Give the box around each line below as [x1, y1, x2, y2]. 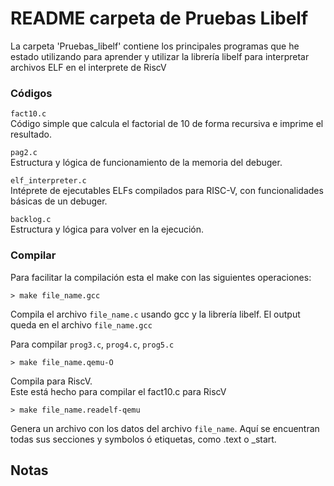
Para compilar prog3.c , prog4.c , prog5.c [10, 338, 175, 350]
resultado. [10, 128, 52, 141]
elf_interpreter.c [10, 176, 87, 186]
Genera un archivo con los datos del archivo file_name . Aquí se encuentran [10, 422, 320, 434]
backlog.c [10, 215, 52, 225]
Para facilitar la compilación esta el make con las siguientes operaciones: [10, 271, 312, 283]
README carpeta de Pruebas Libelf [10, 7, 309, 30]
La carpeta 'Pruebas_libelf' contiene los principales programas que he [10, 40, 300, 52]
